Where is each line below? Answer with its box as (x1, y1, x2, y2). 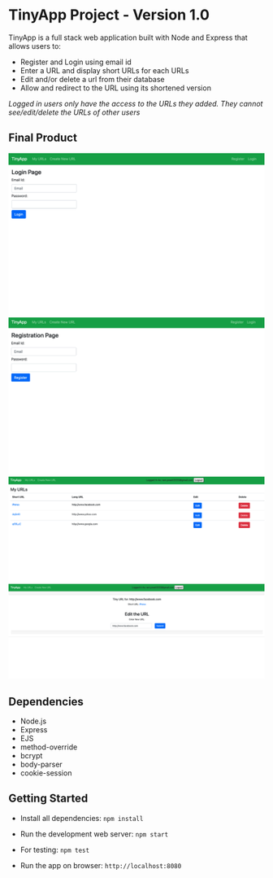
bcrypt (19, 751, 43, 761)
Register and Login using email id (19, 57, 132, 67)
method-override (19, 742, 78, 752)
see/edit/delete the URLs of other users (8, 107, 141, 117)
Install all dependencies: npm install (19, 813, 144, 823)
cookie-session (19, 768, 72, 778)
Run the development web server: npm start (19, 828, 169, 839)
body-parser (19, 759, 63, 770)
